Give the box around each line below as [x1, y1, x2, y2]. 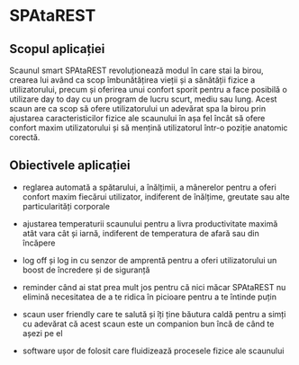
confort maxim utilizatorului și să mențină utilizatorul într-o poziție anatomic [9, 122, 288, 133]
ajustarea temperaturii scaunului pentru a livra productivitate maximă [22, 218, 278, 229]
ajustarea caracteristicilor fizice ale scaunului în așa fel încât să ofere [9, 113, 266, 123]
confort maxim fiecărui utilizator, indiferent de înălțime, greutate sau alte [22, 191, 290, 202]
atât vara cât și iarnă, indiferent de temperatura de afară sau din [22, 227, 259, 238]
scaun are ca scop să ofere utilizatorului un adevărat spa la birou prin [9, 103, 267, 113]
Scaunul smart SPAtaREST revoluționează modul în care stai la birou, [9, 65, 264, 76]
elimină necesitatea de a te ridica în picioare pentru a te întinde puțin [22, 291, 277, 302]
